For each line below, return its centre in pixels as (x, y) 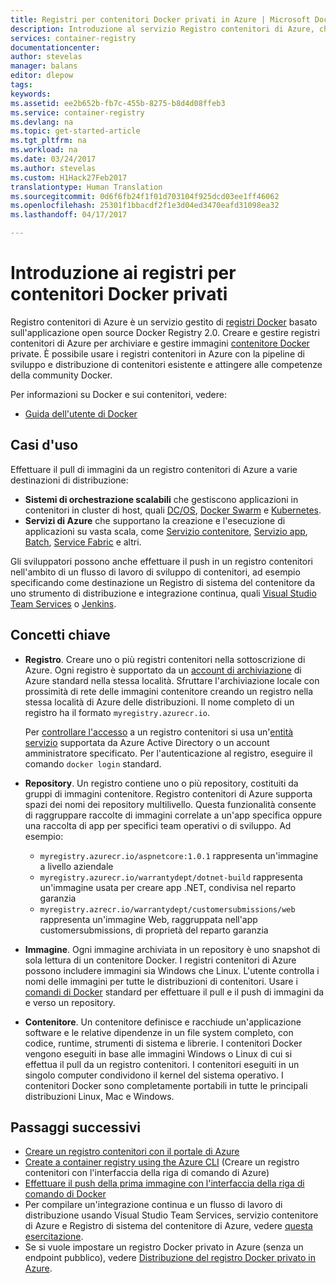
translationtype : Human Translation (86, 187)
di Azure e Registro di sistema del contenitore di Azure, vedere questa (168, 1226)
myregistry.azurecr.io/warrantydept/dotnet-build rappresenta (171, 877)
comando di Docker (65, 1194)
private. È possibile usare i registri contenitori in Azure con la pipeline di (157, 353)
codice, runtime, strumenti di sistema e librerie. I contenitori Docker (163, 1043)
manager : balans (44, 66)
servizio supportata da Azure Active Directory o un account (147, 742)
